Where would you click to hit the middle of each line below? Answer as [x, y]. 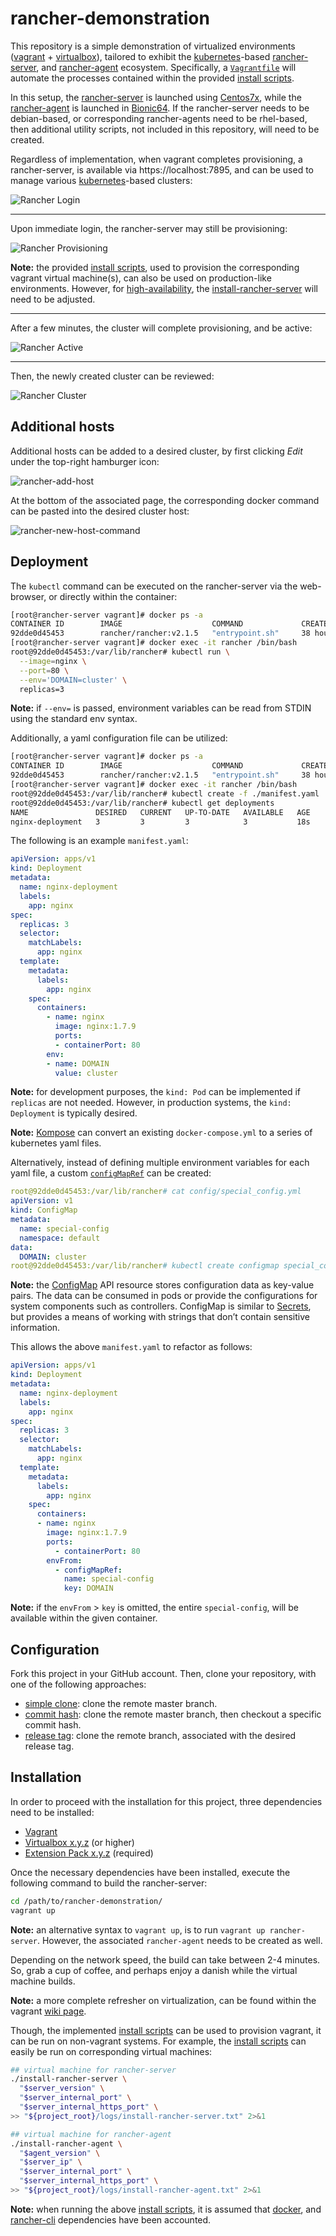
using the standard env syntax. [74, 719]
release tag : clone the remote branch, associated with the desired [160, 1735]
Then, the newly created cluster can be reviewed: [112, 376]
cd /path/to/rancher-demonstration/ [86, 1901]
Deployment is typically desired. [74, 1113]
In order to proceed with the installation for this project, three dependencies [166, 1801]
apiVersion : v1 [42, 1201]
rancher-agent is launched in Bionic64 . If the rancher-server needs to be [160, 108]
